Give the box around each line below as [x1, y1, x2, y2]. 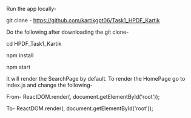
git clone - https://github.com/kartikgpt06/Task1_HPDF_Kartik [6, 17, 160, 23]
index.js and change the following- [6, 81, 93, 88]
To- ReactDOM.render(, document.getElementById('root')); [6, 105, 153, 112]
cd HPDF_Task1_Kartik [6, 40, 62, 47]
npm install [6, 52, 34, 59]
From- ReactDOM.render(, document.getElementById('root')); [6, 93, 160, 100]
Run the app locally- [6, 5, 56, 12]
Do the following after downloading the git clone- [6, 28, 129, 36]
